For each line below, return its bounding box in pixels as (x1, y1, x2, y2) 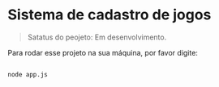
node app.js (7, 70, 48, 78)
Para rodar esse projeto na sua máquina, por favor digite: (7, 48, 198, 57)
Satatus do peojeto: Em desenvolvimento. (27, 32, 167, 42)
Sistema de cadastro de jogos (7, 6, 212, 24)
